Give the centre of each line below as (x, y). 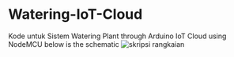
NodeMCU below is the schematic (64, 44)
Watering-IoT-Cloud (75, 14)
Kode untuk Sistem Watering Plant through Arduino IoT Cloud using (117, 36)
